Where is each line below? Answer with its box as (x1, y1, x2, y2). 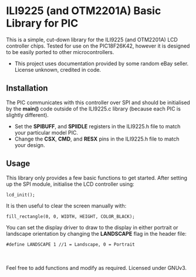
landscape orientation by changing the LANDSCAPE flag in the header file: (6, 230, 187, 237)
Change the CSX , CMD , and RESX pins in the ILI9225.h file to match (14, 135, 180, 142)
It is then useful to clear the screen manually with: (6, 202, 127, 209)
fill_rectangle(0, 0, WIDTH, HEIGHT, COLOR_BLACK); (6, 213, 135, 219)
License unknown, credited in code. (14, 66, 102, 73)
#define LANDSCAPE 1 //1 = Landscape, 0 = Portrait (6, 241, 135, 248)
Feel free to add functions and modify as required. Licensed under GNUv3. (6, 264, 187, 271)
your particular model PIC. (14, 129, 78, 136)
